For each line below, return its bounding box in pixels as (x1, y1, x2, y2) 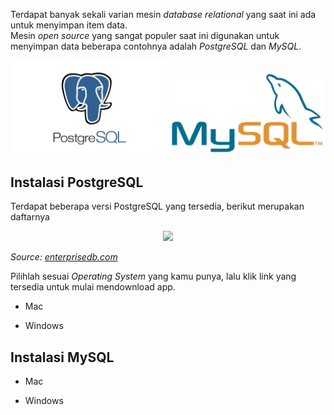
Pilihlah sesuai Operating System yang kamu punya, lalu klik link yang (10, 270, 297, 283)
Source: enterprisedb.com (10, 251, 118, 263)
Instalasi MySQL (10, 349, 115, 366)
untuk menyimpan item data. (10, 19, 128, 31)
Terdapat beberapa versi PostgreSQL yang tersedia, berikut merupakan (10, 200, 305, 213)
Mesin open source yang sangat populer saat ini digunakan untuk (10, 30, 280, 41)
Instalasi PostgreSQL (10, 174, 144, 191)
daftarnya (10, 211, 50, 223)
